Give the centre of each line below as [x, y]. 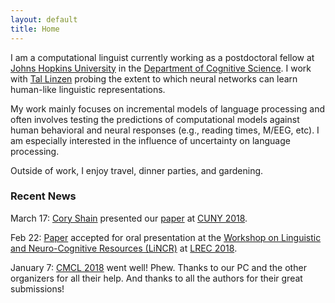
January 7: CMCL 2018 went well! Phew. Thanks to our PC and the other [158, 267]
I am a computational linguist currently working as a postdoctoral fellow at [162, 57]
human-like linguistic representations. [88, 89]
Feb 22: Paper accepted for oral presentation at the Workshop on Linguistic [166, 237]
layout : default [44, 19]
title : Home [35, 29]
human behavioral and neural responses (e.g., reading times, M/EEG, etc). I [165, 130]
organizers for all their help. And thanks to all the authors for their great [156, 278]
